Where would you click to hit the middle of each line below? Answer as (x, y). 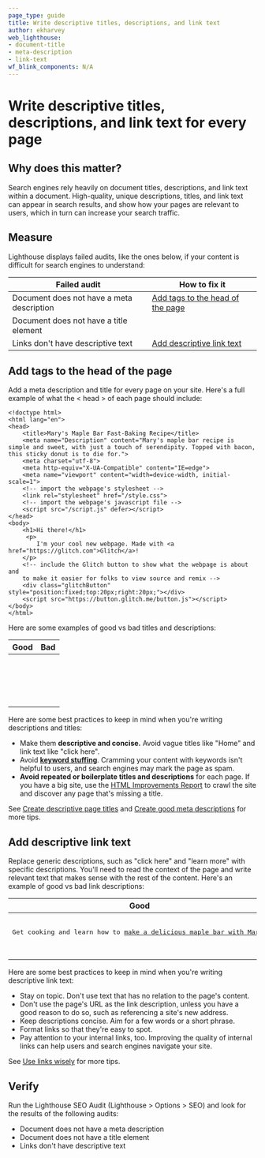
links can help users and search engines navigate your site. (116, 1046)
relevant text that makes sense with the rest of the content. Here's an (120, 878)
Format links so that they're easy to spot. (86, 1029)
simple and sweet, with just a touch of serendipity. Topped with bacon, (132, 448)
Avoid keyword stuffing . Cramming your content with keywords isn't (131, 760)
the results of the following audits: (63, 1113)
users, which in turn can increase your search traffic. (94, 212)
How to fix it (202, 284)
